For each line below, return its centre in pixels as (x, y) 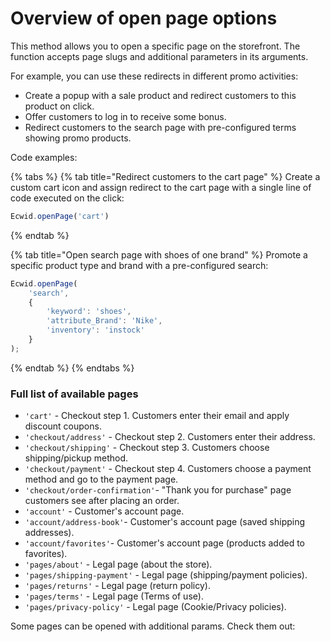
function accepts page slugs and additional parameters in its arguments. (159, 56)
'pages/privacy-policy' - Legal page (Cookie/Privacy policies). (155, 607)
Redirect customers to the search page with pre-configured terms (160, 127)
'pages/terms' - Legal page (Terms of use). (114, 596)
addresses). (49, 533)
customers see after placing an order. (102, 501)
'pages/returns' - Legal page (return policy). (117, 586)
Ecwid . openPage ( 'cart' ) (60, 216)
